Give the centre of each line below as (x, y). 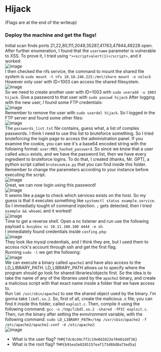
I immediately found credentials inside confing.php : (56, 231)
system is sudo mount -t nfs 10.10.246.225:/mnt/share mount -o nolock (78, 77)
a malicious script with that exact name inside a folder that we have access (80, 283)
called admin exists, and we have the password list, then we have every (76, 154)
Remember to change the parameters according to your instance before (77, 170)
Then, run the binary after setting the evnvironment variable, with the (74, 314)
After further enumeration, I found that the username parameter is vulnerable (80, 51)
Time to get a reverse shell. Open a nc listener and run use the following (77, 221)
